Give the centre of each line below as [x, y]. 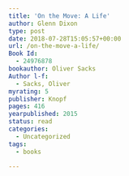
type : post [27, 31]
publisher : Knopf [38, 99]
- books [29, 152]
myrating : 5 [28, 91]
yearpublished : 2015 [43, 114]
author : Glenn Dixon [43, 24]
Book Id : [23, 54]
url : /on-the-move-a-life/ [54, 46]
